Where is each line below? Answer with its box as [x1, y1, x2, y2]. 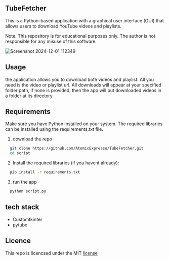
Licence [5, 237, 31, 245]
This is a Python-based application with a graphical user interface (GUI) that [5, 17, 164, 23]
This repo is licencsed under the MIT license [5, 250, 98, 256]
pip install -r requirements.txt [10, 170, 80, 175]
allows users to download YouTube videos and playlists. [5, 23, 121, 29]
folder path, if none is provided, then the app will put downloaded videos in [5, 87, 162, 93]
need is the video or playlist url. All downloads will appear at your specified [5, 81, 162, 88]
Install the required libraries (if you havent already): [12, 160, 119, 166]
